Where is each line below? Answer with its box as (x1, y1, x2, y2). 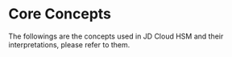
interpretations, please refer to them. (8, 39, 130, 49)
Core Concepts (8, 5, 111, 23)
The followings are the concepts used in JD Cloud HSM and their (8, 31, 224, 41)
